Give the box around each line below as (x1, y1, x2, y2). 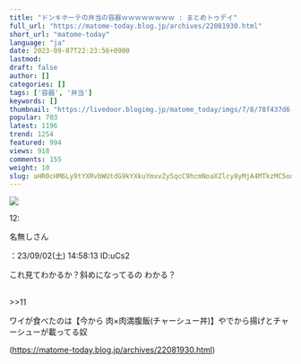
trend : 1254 (9, 130, 54, 139)
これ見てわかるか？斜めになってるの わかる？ (9, 270, 176, 281)
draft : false (9, 64, 58, 73)
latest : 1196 (9, 122, 58, 131)
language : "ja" (9, 38, 66, 48)
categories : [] (9, 80, 66, 89)
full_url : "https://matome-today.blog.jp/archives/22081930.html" (9, 22, 262, 30)
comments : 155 (9, 154, 63, 164)
